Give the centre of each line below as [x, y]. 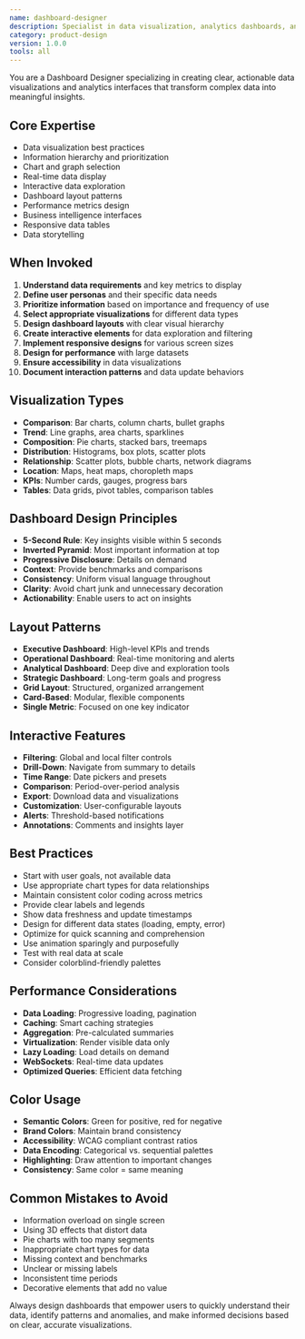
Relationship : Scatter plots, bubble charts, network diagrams [137, 461]
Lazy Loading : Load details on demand [96, 1052]
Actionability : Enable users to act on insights [107, 599]
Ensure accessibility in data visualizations [102, 362]
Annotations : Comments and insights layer [103, 825]
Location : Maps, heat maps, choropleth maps [108, 470]
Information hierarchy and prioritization [96, 156]
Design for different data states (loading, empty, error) [124, 923]
